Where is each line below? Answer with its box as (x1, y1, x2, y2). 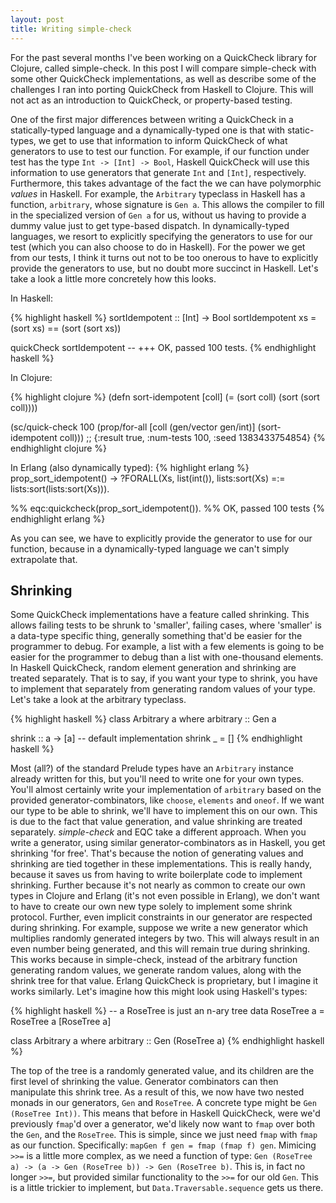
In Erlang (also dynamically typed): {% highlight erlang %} (10, 461, 250, 473)
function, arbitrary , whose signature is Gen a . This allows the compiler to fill (10, 198, 325, 210)
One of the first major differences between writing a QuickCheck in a (10, 113, 294, 125)
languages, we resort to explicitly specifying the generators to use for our (10, 230, 313, 242)
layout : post (10, 14, 65, 25)
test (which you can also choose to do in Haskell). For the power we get (10, 241, 306, 253)
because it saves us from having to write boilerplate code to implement (10, 869, 303, 881)
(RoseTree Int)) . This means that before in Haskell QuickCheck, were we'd (10, 1107, 321, 1120)
